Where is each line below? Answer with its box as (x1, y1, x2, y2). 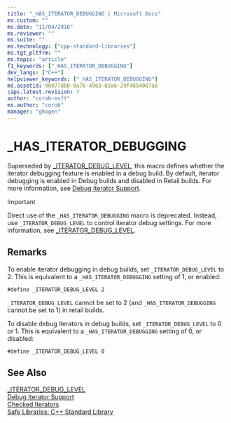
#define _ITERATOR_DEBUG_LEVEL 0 (7, 348, 105, 355)
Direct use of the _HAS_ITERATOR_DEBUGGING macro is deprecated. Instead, (7, 211, 217, 220)
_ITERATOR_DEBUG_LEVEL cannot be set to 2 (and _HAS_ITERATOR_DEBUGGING (7, 298, 216, 307)
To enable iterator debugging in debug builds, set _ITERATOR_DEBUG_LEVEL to (7, 264, 225, 274)
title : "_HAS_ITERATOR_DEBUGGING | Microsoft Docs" (7, 10, 161, 18)
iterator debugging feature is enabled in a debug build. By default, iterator (7, 169, 220, 177)
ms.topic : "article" (7, 56, 68, 63)
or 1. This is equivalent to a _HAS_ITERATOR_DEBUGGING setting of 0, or (7, 327, 202, 335)
